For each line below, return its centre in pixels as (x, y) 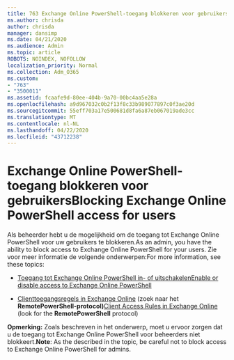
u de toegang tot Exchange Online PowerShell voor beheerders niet (104, 334)
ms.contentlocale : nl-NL (43, 124)
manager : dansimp (32, 33)
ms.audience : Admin (36, 46)
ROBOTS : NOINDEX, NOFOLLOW (46, 59)
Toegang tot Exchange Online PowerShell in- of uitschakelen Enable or (118, 278)
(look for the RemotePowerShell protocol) (78, 313)
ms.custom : (23, 78)
